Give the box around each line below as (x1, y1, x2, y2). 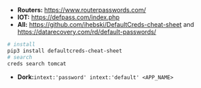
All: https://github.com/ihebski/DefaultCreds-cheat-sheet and (17, 21, 195, 28)
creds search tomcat (7, 60, 67, 67)
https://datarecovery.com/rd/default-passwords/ (17, 27, 157, 36)
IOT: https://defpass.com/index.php (17, 13, 120, 21)
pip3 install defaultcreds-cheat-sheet (7, 47, 123, 54)
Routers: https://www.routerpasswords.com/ (17, 6, 146, 14)
